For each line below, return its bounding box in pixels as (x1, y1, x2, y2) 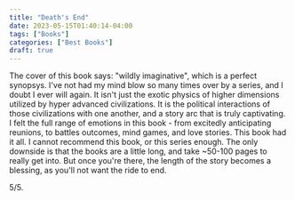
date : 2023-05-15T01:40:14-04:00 (9, 21, 133, 30)
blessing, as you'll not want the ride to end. (9, 165, 167, 176)
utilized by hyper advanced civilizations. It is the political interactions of (9, 99, 271, 109)
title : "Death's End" (9, 12, 90, 22)
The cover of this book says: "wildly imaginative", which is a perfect (9, 70, 258, 81)
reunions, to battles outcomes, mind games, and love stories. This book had (9, 127, 287, 138)
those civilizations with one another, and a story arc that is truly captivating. (9, 108, 286, 119)
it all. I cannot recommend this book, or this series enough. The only (9, 137, 259, 148)
